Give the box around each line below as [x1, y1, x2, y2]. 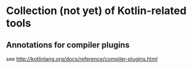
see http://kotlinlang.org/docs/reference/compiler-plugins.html [6, 56, 158, 62]
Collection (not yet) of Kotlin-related [6, 4, 187, 18]
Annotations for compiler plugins [6, 40, 130, 50]
